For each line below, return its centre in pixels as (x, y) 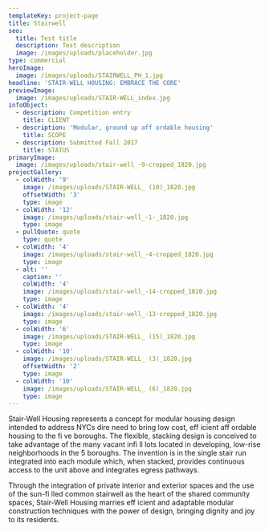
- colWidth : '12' (45, 209)
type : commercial (37, 61)
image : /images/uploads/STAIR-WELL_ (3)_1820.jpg (108, 359)
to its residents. (34, 520)
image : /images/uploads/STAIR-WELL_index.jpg (93, 98)
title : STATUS (46, 150)
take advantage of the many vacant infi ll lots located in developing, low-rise (134, 444)
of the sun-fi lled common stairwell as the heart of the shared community (129, 494)
